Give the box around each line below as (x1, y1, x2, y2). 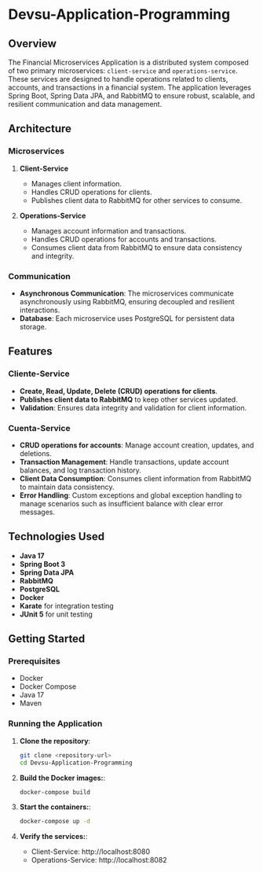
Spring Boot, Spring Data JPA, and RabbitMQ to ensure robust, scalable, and (8, 91, 255, 100)
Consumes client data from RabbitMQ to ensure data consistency (31, 242, 243, 252)
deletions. (19, 448, 53, 458)
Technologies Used (8, 530, 104, 543)
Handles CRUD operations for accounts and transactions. (31, 234, 217, 244)
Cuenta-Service (8, 422, 71, 433)
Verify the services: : (19, 832, 88, 841)
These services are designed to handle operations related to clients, (8, 75, 228, 83)
